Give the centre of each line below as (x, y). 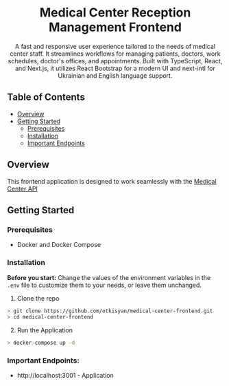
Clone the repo (38, 298)
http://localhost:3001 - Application (65, 376)
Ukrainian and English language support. (115, 75)
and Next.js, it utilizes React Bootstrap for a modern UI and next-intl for (115, 68)
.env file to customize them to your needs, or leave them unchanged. (105, 285)
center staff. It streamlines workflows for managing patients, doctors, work (115, 54)
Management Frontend (115, 27)
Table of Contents (46, 97)
